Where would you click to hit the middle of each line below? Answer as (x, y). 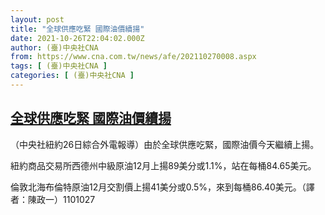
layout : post (37, 19)
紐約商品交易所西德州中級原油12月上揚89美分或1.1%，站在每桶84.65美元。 (163, 165)
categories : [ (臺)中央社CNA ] (72, 76)
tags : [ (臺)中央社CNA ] (59, 66)
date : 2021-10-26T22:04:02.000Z (77, 38)
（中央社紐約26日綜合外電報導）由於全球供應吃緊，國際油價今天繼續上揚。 (165, 144)
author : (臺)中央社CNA (54, 47)
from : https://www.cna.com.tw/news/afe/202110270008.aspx (133, 57)
